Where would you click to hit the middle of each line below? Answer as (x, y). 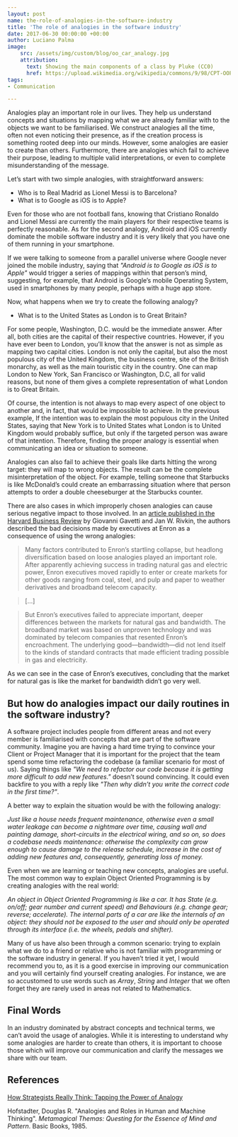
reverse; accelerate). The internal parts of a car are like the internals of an (116, 915)
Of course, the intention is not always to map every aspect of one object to (116, 403)
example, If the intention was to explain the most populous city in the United (118, 418)
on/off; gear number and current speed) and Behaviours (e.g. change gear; (118, 907)
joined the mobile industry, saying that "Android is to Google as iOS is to (112, 266)
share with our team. (38, 1058)
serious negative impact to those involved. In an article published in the (111, 514)
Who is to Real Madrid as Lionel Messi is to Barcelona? (97, 193)
